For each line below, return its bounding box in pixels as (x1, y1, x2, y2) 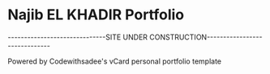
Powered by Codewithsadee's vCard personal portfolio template (7, 56, 222, 66)
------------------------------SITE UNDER (7, 32, 148, 42)
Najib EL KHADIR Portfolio (7, 6, 185, 24)
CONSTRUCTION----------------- (148, 32, 263, 42)
